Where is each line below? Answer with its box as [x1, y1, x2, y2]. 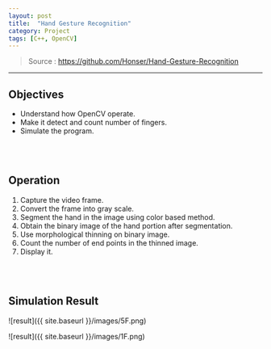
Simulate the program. [19, 126, 94, 136]
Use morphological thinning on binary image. [19, 229, 170, 239]
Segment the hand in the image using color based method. [19, 212, 215, 222]
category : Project [8, 27, 70, 35]
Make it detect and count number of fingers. [19, 118, 168, 128]
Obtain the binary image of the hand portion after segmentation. [19, 221, 233, 230]
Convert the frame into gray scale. [19, 204, 135, 213]
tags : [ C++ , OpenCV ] [8, 34, 78, 43]
